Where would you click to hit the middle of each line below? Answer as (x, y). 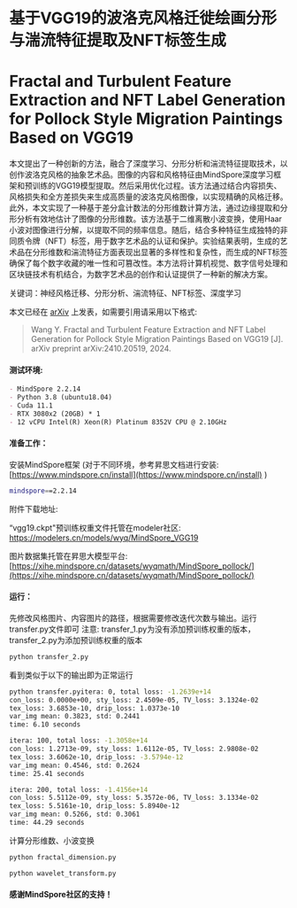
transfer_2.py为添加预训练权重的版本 (76, 640)
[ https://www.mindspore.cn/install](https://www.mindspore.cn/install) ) (138, 474)
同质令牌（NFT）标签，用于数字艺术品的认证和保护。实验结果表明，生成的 (145, 241)
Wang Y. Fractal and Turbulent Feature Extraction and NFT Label (148, 330)
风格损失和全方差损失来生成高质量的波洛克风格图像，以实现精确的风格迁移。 (148, 197)
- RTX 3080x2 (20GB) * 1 (55, 414)
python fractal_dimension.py (63, 857)
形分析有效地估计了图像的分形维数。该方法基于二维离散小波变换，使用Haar (146, 219)
